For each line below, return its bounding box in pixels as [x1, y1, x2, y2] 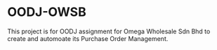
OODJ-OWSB [7, 4, 86, 20]
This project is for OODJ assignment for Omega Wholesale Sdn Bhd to [7, 27, 211, 35]
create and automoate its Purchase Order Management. [7, 34, 169, 42]
